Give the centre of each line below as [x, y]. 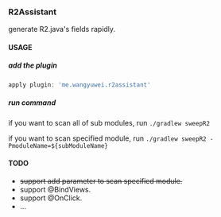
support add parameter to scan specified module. [101, 180]
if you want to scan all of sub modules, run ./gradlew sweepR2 [109, 122]
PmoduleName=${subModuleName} [58, 145]
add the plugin [33, 65]
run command [32, 103]
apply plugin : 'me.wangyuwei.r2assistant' [79, 85]
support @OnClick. [51, 198]
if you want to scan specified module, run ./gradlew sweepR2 [107, 138]
